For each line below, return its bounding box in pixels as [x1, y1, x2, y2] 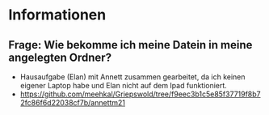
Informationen [8, 6, 107, 24]
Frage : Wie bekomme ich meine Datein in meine [8, 38, 253, 52]
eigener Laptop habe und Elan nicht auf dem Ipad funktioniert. [19, 81, 228, 90]
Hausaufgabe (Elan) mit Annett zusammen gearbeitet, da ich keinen [19, 72, 246, 82]
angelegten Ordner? [8, 50, 111, 64]
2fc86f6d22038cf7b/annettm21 [19, 98, 126, 107]
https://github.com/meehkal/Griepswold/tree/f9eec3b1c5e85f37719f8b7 [19, 89, 261, 99]
